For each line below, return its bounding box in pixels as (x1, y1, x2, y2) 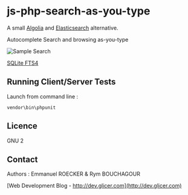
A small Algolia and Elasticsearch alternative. (7, 24, 118, 31)
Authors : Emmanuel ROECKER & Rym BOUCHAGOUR (7, 170, 141, 177)
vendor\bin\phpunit (7, 104, 56, 110)
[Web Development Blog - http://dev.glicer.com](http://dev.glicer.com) (7, 182, 182, 190)
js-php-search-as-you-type (7, 4, 151, 18)
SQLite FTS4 (7, 59, 39, 66)
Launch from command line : (7, 92, 79, 100)
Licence (7, 121, 38, 131)
